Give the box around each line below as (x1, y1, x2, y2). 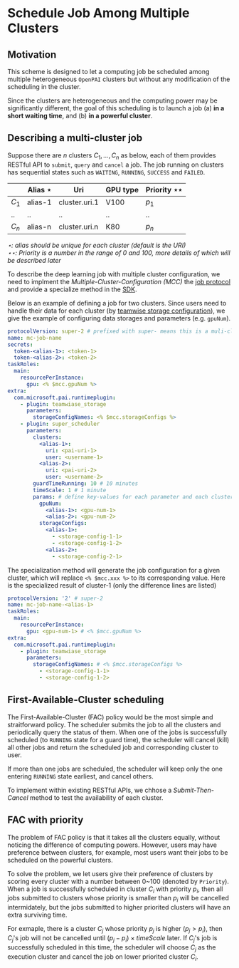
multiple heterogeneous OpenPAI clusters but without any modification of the (7, 75, 230, 83)
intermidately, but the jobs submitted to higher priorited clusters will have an (7, 903, 230, 912)
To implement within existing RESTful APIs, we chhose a (7, 786, 172, 794)
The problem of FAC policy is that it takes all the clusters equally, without (7, 833, 221, 841)
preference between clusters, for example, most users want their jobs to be (7, 848, 228, 856)
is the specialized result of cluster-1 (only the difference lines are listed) (7, 581, 217, 589)
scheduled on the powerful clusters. (7, 855, 114, 864)
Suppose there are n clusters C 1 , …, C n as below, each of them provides (7, 151, 216, 161)
